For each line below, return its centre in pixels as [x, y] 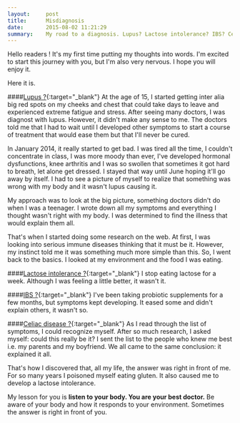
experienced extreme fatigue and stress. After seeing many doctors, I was [116, 112]
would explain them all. [41, 223]
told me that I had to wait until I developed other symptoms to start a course [119, 127]
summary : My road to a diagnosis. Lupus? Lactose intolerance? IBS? [116, 34]
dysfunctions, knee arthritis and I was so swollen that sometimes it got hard [119, 164]
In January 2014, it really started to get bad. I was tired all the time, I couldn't [120, 149]
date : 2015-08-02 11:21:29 [57, 27]
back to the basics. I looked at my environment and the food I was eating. [115, 260]
